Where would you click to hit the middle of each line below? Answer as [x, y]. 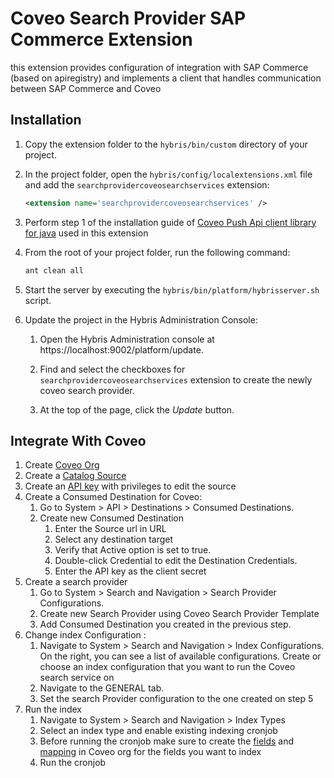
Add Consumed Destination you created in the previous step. [165, 624]
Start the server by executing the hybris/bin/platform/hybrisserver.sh [172, 289]
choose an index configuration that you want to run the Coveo [167, 667]
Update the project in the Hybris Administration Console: [141, 319]
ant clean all [54, 270]
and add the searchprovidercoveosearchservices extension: [147, 184]
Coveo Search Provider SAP [128, 18]
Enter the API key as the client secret [130, 571]
